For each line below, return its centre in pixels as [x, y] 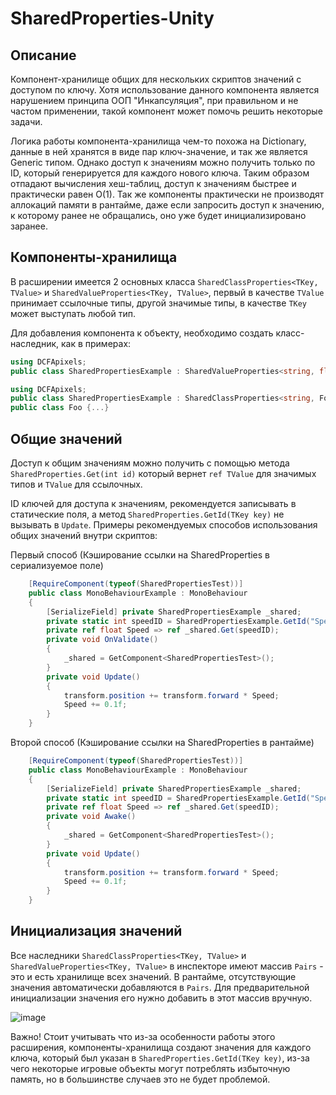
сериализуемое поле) [57, 565]
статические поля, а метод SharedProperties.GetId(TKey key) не [147, 514]
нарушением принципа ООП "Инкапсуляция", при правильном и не [154, 100]
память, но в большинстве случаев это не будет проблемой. [140, 1079]
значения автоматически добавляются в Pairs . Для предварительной [160, 987]
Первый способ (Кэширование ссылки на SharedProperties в [140, 555]
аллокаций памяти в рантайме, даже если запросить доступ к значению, [167, 205]
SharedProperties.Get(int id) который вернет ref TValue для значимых [163, 473]
